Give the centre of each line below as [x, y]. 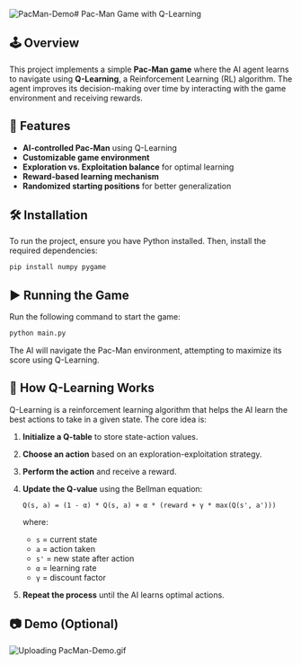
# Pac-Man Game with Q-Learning [137, 14]
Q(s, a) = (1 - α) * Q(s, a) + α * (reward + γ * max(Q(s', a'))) [149, 505]
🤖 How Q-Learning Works [82, 388]
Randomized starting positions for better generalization [127, 186]
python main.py [38, 333]
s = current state [66, 539]
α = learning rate [66, 568]
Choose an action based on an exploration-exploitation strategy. [142, 454]
